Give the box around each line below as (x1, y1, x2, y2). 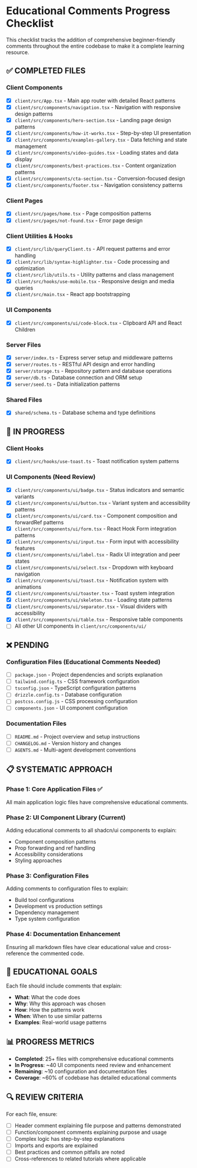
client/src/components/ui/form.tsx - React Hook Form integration (14, 525, 177, 532)
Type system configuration (14, 916, 80, 923)
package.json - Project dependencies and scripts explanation (14, 671, 163, 678)
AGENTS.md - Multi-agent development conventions (14, 746, 136, 753)
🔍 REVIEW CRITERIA (6, 1092, 84, 1102)
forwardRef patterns (14, 519, 64, 526)
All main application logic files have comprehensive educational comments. (6, 798, 188, 806)
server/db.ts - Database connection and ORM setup (14, 374, 143, 381)
